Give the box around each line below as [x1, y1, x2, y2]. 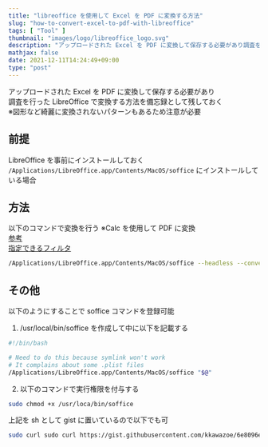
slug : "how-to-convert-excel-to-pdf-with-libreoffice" [8, 19, 195, 27]
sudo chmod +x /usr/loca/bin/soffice [8, 400, 134, 408]
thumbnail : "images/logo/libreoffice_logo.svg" [8, 34, 170, 42]
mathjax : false [8, 49, 59, 57]
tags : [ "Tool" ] [8, 26, 66, 34]
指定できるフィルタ [8, 243, 72, 253]
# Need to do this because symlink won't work [8, 353, 166, 361]
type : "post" [8, 64, 52, 72]
